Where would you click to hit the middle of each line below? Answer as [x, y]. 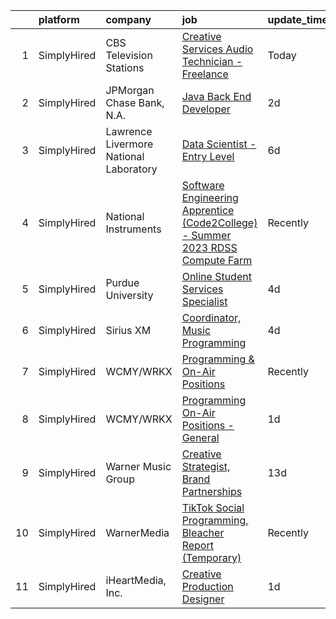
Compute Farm [217, 260]
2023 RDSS [209, 247]
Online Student [216, 276]
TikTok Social [213, 507]
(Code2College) [219, 222]
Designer [203, 599]
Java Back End [216, 96]
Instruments [133, 229]
